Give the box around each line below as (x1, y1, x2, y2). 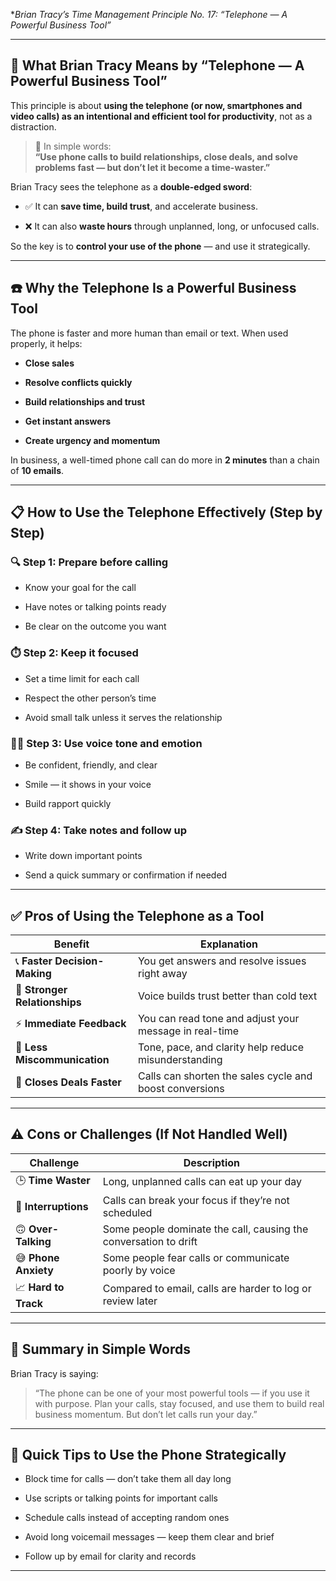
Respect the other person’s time (24, 692, 157, 704)
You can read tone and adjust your (137, 1012, 300, 1026)
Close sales (24, 357, 75, 369)
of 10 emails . (10, 464, 65, 476)
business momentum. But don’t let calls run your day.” (34, 1408, 258, 1420)
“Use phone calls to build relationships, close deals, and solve (34, 150, 298, 163)
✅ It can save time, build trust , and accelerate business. (24, 200, 258, 212)
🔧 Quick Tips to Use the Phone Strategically (10, 1447, 287, 1464)
